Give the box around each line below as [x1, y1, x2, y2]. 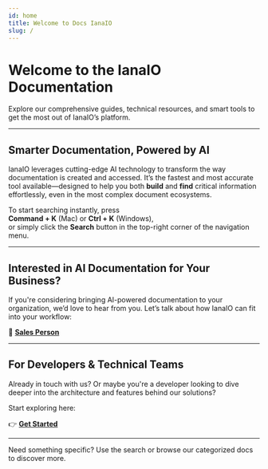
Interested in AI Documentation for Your [8, 261, 211, 275]
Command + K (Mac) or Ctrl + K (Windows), [8, 214, 154, 223]
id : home [8, 11, 37, 20]
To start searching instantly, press [8, 205, 120, 215]
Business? [8, 274, 61, 287]
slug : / [8, 26, 34, 34]
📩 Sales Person [8, 327, 60, 337]
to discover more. [8, 453, 66, 463]
